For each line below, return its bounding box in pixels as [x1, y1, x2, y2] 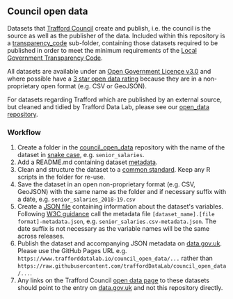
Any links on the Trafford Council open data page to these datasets [17, 276, 210, 284]
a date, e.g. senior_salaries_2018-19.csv [17, 195, 136, 204]
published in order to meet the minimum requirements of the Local [7, 46, 197, 54]
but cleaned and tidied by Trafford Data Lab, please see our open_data [7, 102, 210, 111]
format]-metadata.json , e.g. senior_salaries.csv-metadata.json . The [17, 217, 217, 225]
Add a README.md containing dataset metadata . [17, 158, 158, 166]
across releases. [17, 232, 65, 241]
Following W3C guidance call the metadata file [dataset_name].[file [17, 210, 215, 218]
